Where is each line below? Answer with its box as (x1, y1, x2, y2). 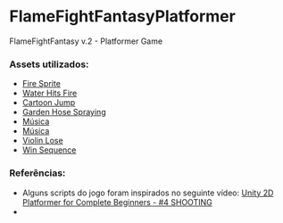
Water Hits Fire (21, 87, 78, 99)
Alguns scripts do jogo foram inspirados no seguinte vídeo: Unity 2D (21, 187, 274, 198)
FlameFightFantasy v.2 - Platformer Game (9, 36, 163, 46)
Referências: (9, 167, 66, 179)
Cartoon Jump (21, 97, 76, 108)
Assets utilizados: (9, 58, 89, 70)
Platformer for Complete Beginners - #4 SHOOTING (21, 196, 212, 207)
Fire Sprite (21, 78, 61, 89)
